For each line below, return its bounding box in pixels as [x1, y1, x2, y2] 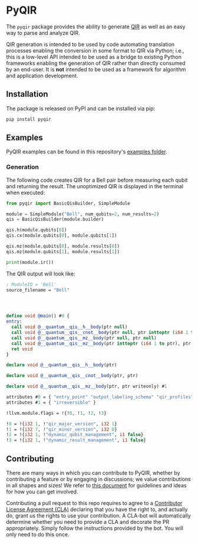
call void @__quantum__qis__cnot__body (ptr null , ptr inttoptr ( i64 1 [11, 330, 189, 336]
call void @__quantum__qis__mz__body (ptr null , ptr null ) [11, 335, 157, 341]
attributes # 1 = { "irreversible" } [6, 399, 96, 405]
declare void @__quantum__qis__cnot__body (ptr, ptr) [6, 373, 138, 379]
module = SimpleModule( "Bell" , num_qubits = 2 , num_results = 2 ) [6, 211, 160, 217]
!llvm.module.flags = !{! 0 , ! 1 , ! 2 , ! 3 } [6, 410, 107, 416]
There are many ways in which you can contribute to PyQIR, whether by [6, 470, 181, 477]
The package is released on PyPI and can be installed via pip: [6, 104, 156, 112]
